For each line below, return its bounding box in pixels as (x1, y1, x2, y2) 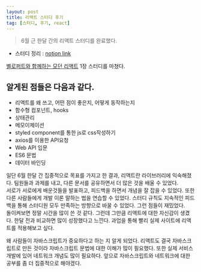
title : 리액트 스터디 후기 (6, 14, 64, 20)
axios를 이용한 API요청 (14, 136, 69, 144)
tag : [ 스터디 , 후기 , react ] (6, 20, 70, 26)
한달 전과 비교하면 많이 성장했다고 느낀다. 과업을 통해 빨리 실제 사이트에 (14, 217, 181, 224)
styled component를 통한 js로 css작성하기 (14, 129, 116, 136)
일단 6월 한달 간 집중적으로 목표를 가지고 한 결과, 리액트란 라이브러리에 (6, 172, 171, 179)
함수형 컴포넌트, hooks (14, 106, 69, 114)
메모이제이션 (14, 121, 45, 129)
